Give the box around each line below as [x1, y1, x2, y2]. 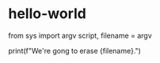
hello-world [8, 5, 87, 23]
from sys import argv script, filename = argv [8, 31, 152, 40]
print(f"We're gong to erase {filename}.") [8, 46, 141, 55]
